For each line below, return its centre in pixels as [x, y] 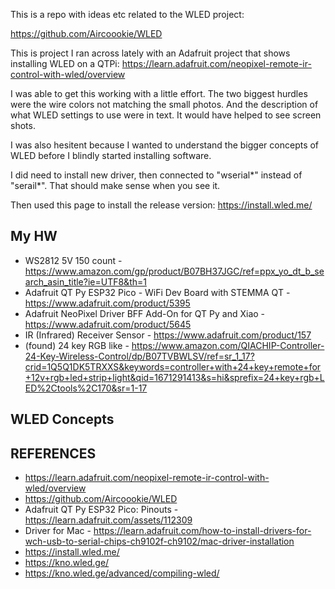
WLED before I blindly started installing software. [111, 155]
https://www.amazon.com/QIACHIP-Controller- [228, 345]
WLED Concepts [62, 419]
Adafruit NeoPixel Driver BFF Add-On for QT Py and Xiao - [145, 313]
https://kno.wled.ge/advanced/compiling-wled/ [122, 573]
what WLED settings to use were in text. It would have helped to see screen [166, 115]
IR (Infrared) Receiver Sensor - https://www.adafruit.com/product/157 [168, 335]
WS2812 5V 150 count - [73, 260]
